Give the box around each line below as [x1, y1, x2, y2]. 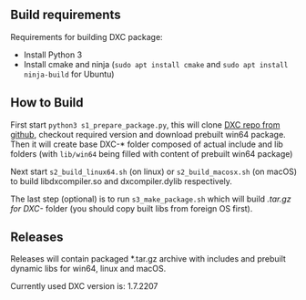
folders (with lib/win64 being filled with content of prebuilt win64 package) [10, 148, 293, 159]
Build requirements [10, 7, 121, 23]
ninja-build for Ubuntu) [23, 68, 115, 79]
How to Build [10, 95, 85, 110]
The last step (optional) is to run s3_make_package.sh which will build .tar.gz [10, 193, 291, 204]
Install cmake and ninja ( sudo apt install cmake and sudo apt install [23, 58, 289, 69]
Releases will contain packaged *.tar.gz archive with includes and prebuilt [10, 253, 286, 264]
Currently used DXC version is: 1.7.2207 [10, 281, 158, 292]
